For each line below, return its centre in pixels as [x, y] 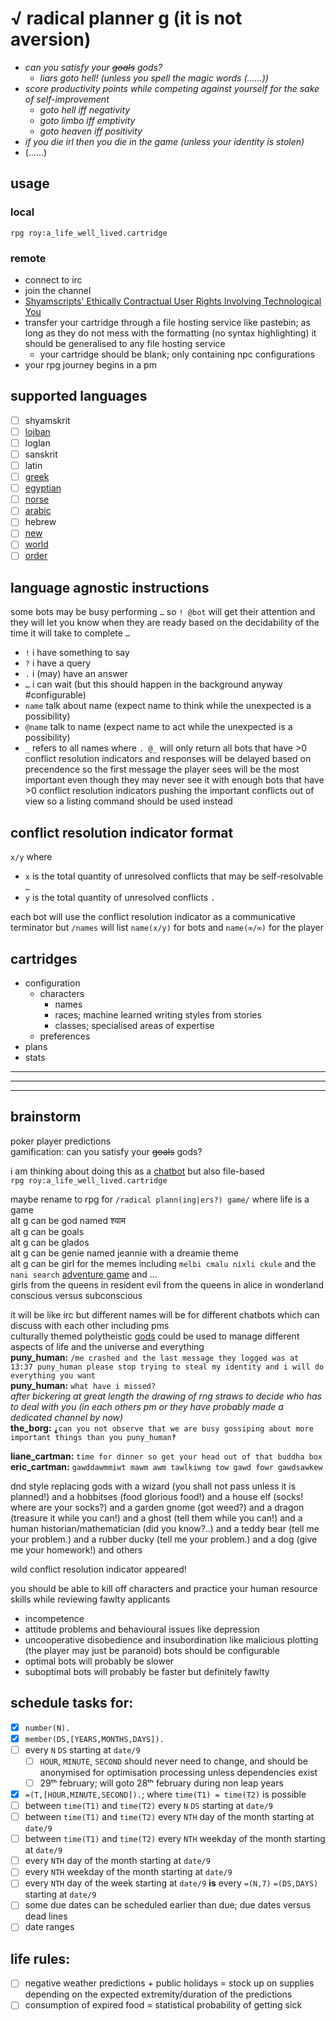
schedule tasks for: [72, 1703]
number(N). [47, 1728]
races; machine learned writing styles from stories [158, 1014]
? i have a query [58, 663]
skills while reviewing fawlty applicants [90, 1599]
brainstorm [46, 1117]
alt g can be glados [50, 1242]
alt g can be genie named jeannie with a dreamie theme [124, 1253]
